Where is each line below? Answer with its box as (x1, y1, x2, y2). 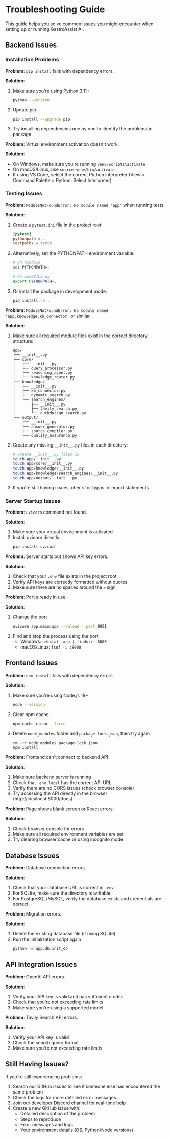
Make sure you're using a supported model (12, 1004, 104, 1011)
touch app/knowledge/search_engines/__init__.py (12, 471, 118, 476)
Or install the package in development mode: (12, 288, 107, 294)
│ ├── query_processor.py (12, 366, 72, 371)
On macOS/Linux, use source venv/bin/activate (12, 166, 115, 172)
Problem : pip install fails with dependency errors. (5, 68, 114, 74)
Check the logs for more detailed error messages (12, 1094, 116, 1100)
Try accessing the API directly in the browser (12, 790, 108, 796)
